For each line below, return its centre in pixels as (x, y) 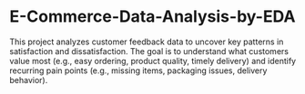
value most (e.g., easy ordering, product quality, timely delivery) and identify (153, 61)
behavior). (29, 80)
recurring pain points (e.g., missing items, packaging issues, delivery (138, 70)
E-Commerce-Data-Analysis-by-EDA (152, 17)
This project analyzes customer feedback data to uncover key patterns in (147, 42)
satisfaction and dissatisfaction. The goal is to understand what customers (149, 51)
